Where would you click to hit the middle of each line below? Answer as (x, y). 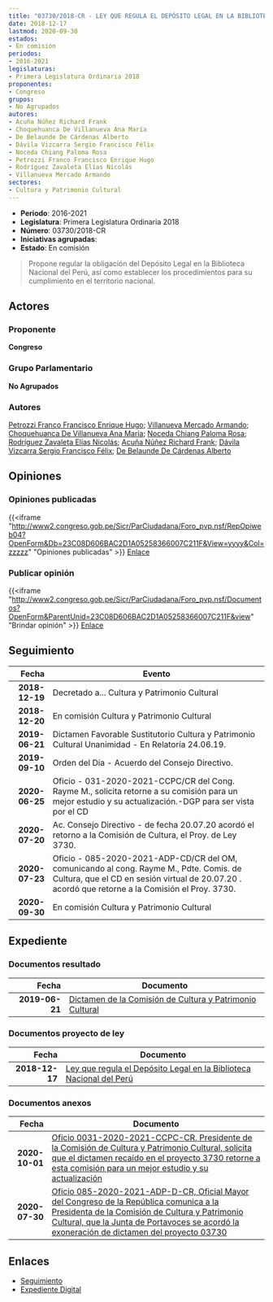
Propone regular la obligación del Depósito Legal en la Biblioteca (136, 263)
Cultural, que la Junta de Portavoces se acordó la (145, 1222)
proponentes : (30, 84)
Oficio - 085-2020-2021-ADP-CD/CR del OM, (145, 858)
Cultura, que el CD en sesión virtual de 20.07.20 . (147, 878)
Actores (29, 306)
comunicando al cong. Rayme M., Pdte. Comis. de (147, 868)
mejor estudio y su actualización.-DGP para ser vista (153, 801)
